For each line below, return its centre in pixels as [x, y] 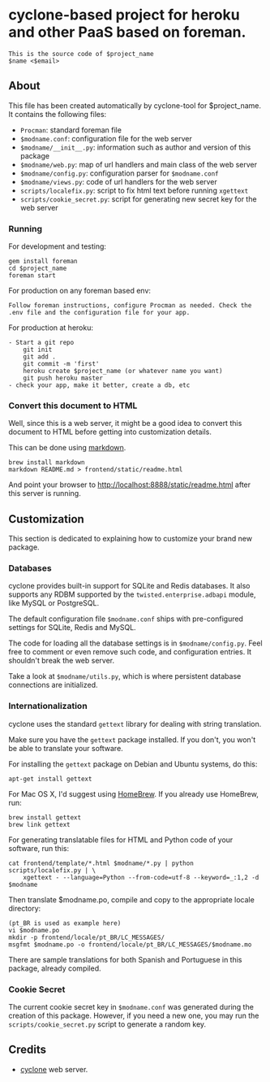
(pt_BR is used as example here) [65, 923]
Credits [28, 1050]
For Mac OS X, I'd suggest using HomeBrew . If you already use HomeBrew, [134, 793]
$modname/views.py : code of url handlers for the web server [118, 181]
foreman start [32, 276]
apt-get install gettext [50, 779]
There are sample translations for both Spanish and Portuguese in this [125, 959]
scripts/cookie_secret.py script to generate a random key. [107, 1024]
